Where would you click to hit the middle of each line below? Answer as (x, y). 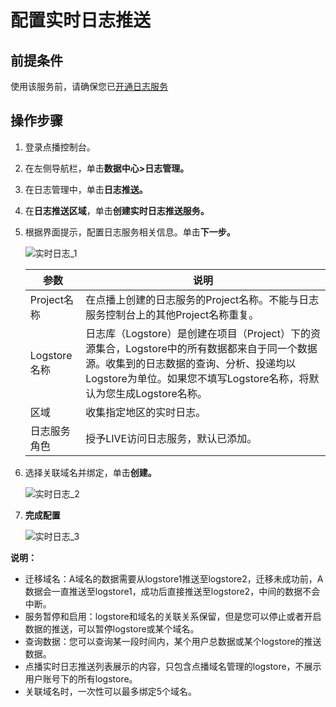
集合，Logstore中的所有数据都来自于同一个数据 (206, 348)
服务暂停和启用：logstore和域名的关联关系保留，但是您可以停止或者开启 (173, 616)
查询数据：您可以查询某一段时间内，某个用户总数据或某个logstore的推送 (173, 641)
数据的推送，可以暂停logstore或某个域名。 (112, 628)
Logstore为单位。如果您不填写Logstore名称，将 (197, 378)
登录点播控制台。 (60, 147)
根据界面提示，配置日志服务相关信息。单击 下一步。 (130, 232)
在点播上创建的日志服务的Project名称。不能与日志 (202, 299)
